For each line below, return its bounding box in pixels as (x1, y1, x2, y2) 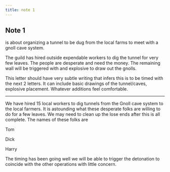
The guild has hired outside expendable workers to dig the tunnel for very (5, 55, 158, 61)
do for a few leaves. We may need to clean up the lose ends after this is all (5, 111, 160, 117)
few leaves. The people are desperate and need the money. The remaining (5, 60, 161, 66)
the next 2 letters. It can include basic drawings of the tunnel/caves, (5, 80, 147, 87)
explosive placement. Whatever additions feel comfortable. (5, 86, 128, 92)
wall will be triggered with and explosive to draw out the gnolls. (5, 65, 137, 71)
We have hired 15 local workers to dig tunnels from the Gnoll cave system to (5, 101, 163, 107)
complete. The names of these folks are (5, 117, 89, 123)
